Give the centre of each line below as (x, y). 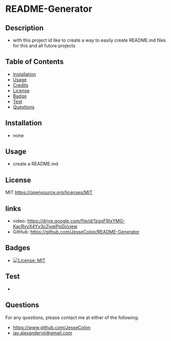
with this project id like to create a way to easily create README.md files (89, 40)
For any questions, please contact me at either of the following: (72, 317)
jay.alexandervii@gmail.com (42, 333)
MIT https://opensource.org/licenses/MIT (49, 193)
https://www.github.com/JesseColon (52, 327)
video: (20, 221)
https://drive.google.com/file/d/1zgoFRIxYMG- (76, 221)
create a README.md (35, 164)
